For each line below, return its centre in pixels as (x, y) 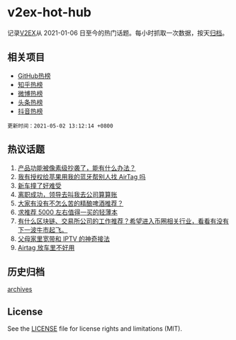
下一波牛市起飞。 (43, 229)
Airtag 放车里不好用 (46, 247)
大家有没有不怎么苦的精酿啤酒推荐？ (71, 203)
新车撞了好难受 (39, 186)
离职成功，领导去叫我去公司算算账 (67, 194)
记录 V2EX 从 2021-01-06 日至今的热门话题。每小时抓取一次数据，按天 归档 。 (118, 33)
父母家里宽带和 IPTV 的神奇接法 (64, 239)
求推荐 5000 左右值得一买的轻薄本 (68, 212)
